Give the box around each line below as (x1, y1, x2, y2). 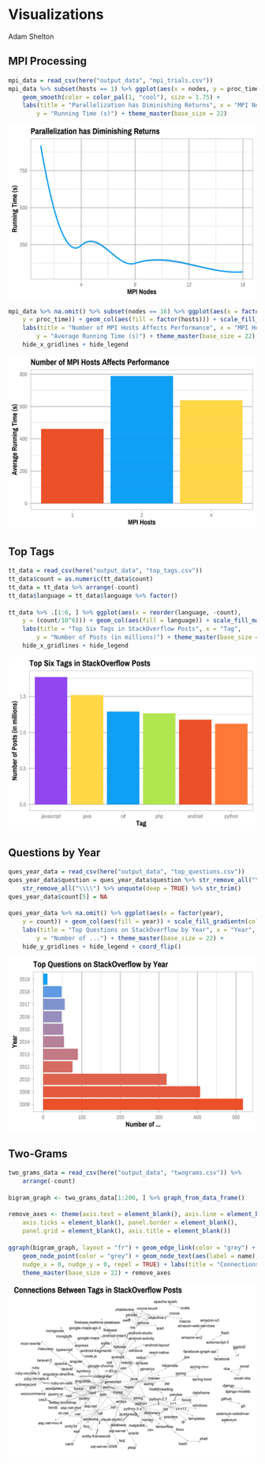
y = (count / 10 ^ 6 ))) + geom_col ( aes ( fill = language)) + (22, 617, 211, 625)
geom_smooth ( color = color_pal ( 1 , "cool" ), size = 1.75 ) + (22, 93, 221, 101)
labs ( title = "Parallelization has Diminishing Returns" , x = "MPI (22, 101, 248, 110)
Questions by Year (8, 846, 101, 859)
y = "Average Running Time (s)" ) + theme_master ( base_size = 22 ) (36, 332, 256, 340)
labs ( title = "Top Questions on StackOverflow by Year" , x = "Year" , (22, 926, 256, 934)
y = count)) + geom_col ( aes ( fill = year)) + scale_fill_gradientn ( (22, 918, 248, 925)
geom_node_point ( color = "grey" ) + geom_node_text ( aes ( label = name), (22, 1252, 259, 1260)
